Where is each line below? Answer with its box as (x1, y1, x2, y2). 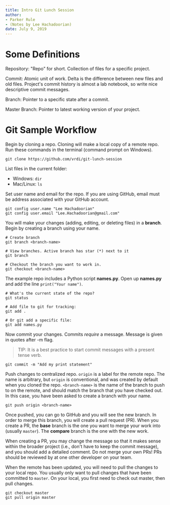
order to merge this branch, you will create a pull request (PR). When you (5, 417, 159, 423)
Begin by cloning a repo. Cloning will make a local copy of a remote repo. (5, 142, 159, 147)
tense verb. (17, 352, 42, 358)
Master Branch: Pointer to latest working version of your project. (5, 106, 140, 113)
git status (5, 295, 29, 300)
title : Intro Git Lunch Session (5, 7, 74, 13)
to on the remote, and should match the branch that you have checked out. (5, 388, 163, 393)
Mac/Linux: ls (12, 181, 42, 187)
